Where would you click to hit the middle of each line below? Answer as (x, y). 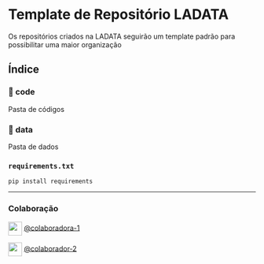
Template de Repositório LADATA (119, 15)
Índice (24, 70)
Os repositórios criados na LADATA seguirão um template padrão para (122, 36)
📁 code (22, 92)
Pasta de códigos (37, 109)
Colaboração (33, 209)
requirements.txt (41, 166)
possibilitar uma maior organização (65, 44)
